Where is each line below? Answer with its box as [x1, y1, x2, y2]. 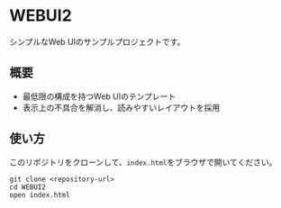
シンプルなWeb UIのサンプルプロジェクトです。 [9, 36, 186, 47]
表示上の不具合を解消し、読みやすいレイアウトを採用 [22, 102, 221, 113]
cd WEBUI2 [9, 182, 47, 192]
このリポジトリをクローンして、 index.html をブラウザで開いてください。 [9, 157, 277, 167]
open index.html [9, 190, 70, 199]
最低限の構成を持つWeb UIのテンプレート [22, 91, 177, 102]
